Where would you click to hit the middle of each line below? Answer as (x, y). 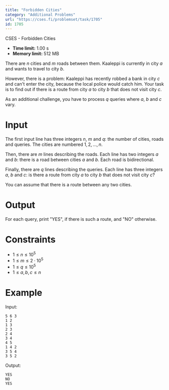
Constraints (31, 240)
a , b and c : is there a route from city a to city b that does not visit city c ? (80, 175)
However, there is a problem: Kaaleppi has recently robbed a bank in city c (83, 79)
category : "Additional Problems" (40, 15)
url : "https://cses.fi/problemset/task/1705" (54, 19)
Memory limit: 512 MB (36, 54)
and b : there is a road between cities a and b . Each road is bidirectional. (80, 160)
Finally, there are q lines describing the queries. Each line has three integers (84, 170)
